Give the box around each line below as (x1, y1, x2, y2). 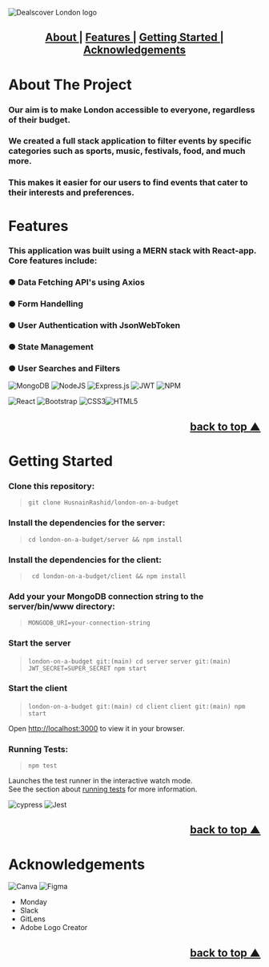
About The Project (8, 75, 132, 94)
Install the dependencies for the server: (8, 517, 166, 528)
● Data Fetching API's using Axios (8, 277, 146, 288)
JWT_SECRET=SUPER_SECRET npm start (27, 664, 147, 673)
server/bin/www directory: (8, 601, 115, 612)
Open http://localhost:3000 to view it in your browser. (8, 723, 186, 733)
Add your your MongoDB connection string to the (8, 590, 204, 601)
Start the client (8, 682, 68, 694)
